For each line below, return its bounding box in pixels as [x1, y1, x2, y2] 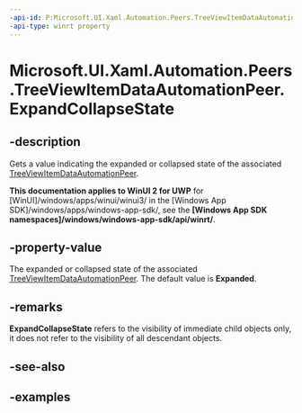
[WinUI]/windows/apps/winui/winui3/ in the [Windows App [9, 194, 226, 205]
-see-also [9, 359, 66, 374]
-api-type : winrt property [9, 22, 111, 31]
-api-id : [9, 13, 42, 22]
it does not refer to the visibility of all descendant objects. [9, 333, 223, 344]
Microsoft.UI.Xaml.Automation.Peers [9, 60, 293, 81]
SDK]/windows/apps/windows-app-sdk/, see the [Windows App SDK [9, 204, 268, 215]
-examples [9, 389, 71, 405]
